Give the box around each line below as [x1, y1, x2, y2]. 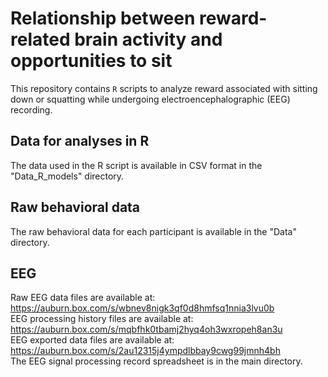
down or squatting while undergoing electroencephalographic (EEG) [10, 93, 291, 105]
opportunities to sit [10, 50, 173, 72]
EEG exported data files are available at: [10, 334, 175, 346]
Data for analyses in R [10, 133, 150, 150]
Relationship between [10, 7, 196, 30]
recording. [10, 103, 53, 116]
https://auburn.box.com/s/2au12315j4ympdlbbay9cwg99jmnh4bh [10, 345, 281, 357]
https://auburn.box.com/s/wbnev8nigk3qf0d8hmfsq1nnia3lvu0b [10, 302, 275, 314]
